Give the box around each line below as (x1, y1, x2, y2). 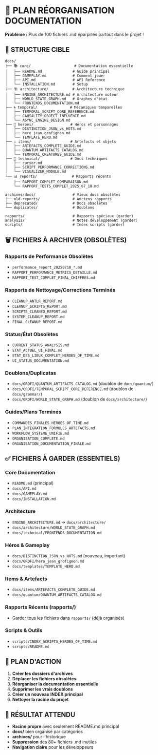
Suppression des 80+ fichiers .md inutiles (12, 739, 97, 745)
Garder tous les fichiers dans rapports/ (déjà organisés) (12, 615, 125, 621)
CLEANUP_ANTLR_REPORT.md (12, 298, 63, 304)
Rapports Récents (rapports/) (5, 604, 76, 610)
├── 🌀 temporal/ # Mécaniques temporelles (5, 105, 123, 110)
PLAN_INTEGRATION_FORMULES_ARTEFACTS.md (12, 425, 95, 431)
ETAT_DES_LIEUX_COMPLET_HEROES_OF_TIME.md (12, 353, 100, 358)
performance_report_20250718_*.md (12, 265, 82, 270)
